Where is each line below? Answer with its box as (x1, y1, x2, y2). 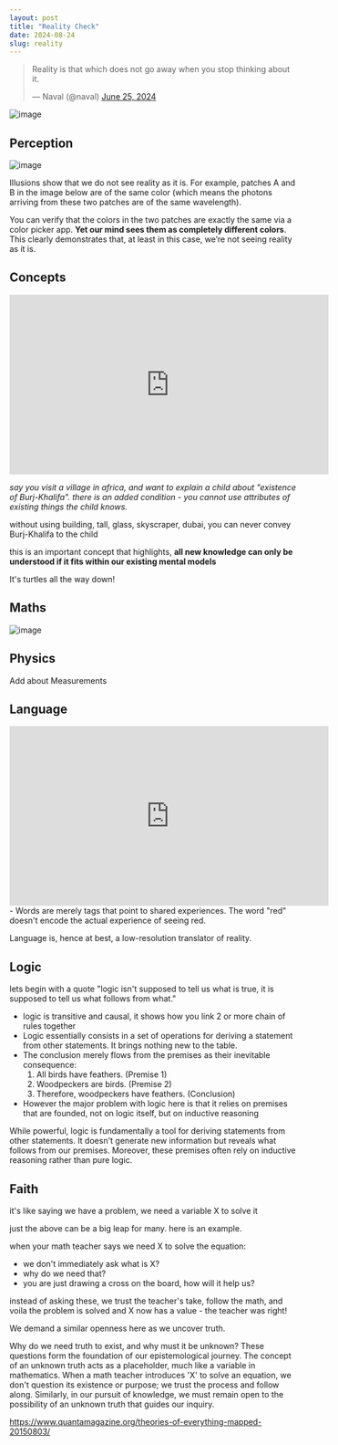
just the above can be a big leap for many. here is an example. (9, 1222, 242, 1233)
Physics (9, 651, 56, 666)
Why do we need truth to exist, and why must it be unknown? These (9, 1340, 265, 1351)
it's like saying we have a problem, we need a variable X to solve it (9, 1205, 258, 1216)
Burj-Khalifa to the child (9, 529, 98, 539)
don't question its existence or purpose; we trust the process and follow (9, 1379, 280, 1390)
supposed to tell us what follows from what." (9, 993, 177, 1004)
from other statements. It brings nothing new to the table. (22, 1040, 238, 1051)
